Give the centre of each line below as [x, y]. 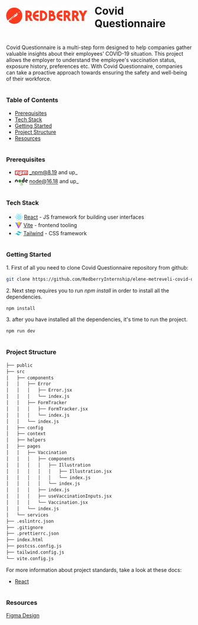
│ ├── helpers [26, 440]
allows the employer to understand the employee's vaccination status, [91, 60]
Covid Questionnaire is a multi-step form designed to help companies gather [99, 47]
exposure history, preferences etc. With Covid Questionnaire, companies [94, 66]
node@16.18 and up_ [54, 182]
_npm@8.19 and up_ [53, 173]
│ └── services [27, 515]
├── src [16, 371]
